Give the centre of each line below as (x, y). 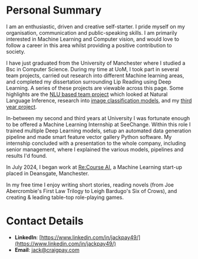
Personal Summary (54, 10)
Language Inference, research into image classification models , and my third (99, 100)
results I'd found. (27, 155)
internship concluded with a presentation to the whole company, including (96, 143)
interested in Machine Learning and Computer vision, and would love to (93, 39)
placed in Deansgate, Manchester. (48, 173)
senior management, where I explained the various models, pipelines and (95, 149)
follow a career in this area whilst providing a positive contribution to (89, 45)
